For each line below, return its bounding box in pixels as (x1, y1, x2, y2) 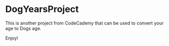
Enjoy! (5, 35, 19, 41)
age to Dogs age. (5, 25, 42, 31)
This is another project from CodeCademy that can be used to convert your (5, 20, 164, 26)
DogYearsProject (5, 3, 79, 15)
